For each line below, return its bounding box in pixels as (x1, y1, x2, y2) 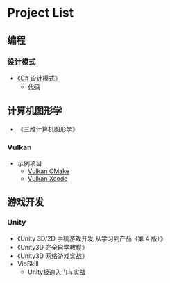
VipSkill (17, 259, 40, 268)
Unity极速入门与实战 (27, 268, 86, 276)
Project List (7, 5, 74, 21)
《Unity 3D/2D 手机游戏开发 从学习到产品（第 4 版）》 (17, 234, 167, 243)
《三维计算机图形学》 (17, 124, 78, 133)
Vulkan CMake (27, 167, 69, 175)
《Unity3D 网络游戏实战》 (17, 252, 88, 260)
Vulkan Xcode (27, 174, 68, 182)
